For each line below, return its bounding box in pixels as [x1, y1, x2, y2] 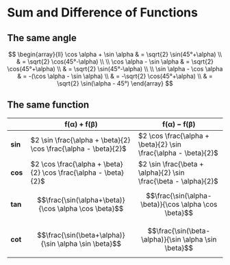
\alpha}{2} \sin [138, 168, 185, 177]
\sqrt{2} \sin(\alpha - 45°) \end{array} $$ [57, 79, 173, 87]
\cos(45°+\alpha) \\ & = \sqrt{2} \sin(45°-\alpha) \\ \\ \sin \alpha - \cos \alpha [7, 65, 223, 73]
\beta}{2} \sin [138, 139, 181, 149]
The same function [7, 99, 90, 111]
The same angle [7, 32, 77, 44]
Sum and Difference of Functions [7, 5, 199, 21]
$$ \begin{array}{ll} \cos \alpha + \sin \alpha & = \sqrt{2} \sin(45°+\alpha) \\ [8, 50, 222, 58]
